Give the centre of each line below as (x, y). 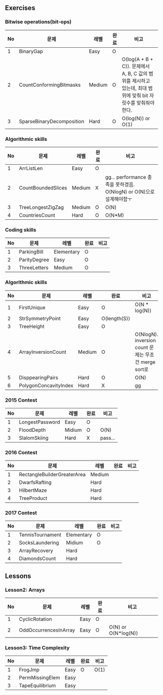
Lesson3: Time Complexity (37, 648)
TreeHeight (32, 326)
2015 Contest (21, 400)
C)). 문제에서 (136, 66)
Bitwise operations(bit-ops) (38, 22)
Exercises (20, 8)
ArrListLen (31, 168)
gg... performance (126, 177)
